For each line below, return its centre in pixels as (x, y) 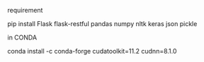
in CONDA (22, 37)
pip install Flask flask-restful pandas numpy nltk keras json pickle (102, 24)
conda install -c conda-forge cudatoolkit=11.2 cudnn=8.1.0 (92, 51)
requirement (25, 10)
